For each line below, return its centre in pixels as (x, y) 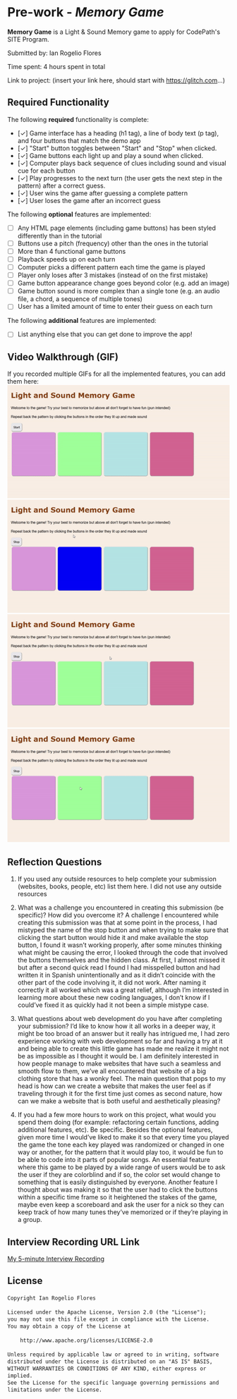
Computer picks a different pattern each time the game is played (111, 267)
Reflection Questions (55, 862)
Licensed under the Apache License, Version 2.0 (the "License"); (107, 1312)
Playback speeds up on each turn (66, 259)
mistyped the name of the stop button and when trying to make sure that (123, 930)
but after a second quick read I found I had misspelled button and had (119, 967)
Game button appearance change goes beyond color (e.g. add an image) (123, 283)
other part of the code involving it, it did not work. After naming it (112, 983)
